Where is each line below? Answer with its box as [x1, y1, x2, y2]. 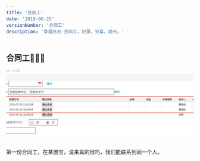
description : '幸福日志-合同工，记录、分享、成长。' [6, 29, 124, 35]
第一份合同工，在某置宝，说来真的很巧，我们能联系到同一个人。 [6, 148, 162, 155]
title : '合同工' [6, 10, 44, 16]
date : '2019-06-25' [6, 16, 55, 22]
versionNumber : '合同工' [6, 22, 65, 28]
